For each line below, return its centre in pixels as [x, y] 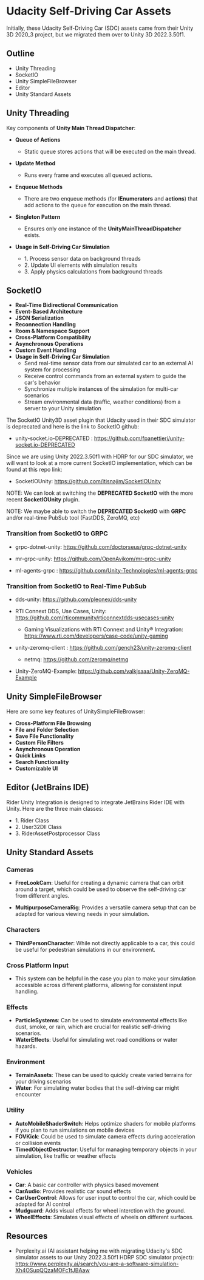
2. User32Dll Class [38, 827]
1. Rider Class [32, 820]
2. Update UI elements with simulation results [81, 265]
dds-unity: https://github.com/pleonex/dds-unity [76, 599]
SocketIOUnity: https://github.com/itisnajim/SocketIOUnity [88, 481]
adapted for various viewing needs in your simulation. [82, 914]
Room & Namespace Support [52, 331]
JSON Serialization [39, 318]
